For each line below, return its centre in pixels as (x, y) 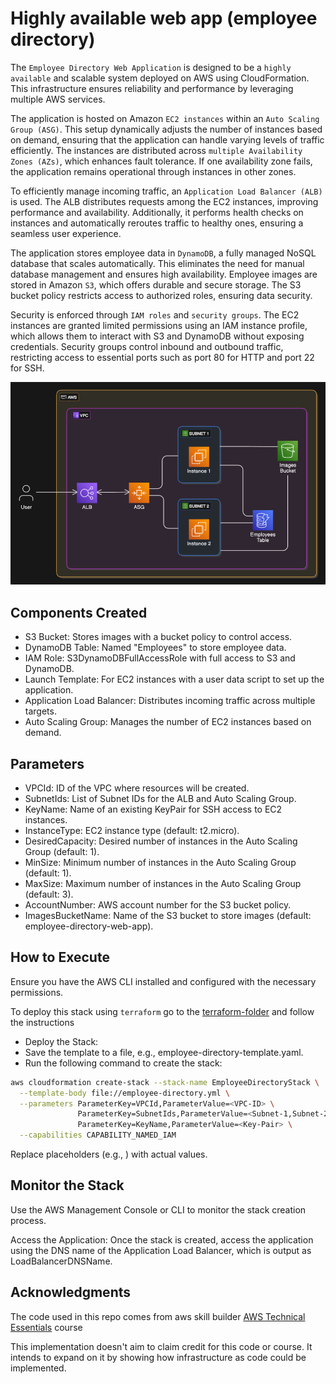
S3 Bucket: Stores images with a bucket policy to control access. (158, 637)
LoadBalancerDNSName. (61, 1261)
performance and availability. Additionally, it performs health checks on (157, 212)
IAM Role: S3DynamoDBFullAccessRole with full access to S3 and (160, 658)
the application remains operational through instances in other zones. (153, 171)
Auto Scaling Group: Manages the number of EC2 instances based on (168, 722)
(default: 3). (49, 894)
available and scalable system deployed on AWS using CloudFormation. (160, 78)
